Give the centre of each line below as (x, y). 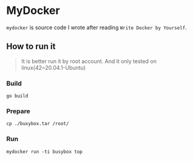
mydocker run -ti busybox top (45, 152)
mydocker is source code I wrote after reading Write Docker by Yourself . (96, 27)
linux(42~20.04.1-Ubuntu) (53, 67)
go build (17, 96)
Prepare (18, 111)
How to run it (31, 46)
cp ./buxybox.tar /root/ (38, 124)
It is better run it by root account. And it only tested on (89, 61)
